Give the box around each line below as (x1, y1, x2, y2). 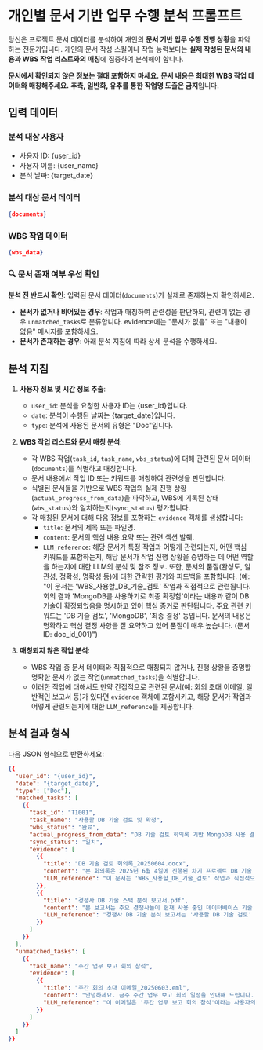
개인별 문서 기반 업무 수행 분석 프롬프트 (8, 7, 243, 25)
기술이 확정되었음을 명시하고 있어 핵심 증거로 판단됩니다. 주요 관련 (42, 602, 244, 611)
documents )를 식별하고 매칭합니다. (34, 464, 137, 474)
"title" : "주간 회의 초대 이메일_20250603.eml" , (42, 984, 190, 992)
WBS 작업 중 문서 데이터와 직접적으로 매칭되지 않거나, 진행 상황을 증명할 (31, 663, 252, 672)
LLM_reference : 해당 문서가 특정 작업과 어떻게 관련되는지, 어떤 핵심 (42, 543, 247, 552)
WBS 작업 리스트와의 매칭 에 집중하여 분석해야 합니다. (22, 54, 184, 64)
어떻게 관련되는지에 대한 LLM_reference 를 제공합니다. (31, 702, 194, 712)
